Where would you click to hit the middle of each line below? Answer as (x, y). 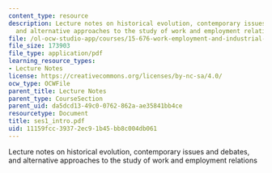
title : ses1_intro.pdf (47, 121)
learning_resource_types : (52, 61)
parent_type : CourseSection (56, 99)
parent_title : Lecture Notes (57, 91)
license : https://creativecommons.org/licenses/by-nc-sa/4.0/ (115, 76)
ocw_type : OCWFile (39, 83)
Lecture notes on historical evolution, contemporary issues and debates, (129, 151)
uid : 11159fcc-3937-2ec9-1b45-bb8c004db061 (83, 129)
